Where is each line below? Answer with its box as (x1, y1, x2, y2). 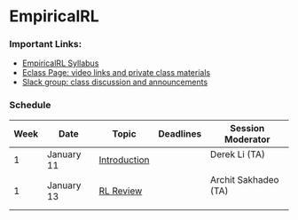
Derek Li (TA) (209, 148, 266, 161)
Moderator (224, 133, 271, 145)
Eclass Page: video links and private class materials (21, 67, 211, 78)
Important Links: (9, 38, 82, 51)
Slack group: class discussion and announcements (21, 77, 208, 88)
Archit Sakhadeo (209, 173, 279, 185)
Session (230, 122, 265, 134)
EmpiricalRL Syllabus (21, 58, 99, 68)
